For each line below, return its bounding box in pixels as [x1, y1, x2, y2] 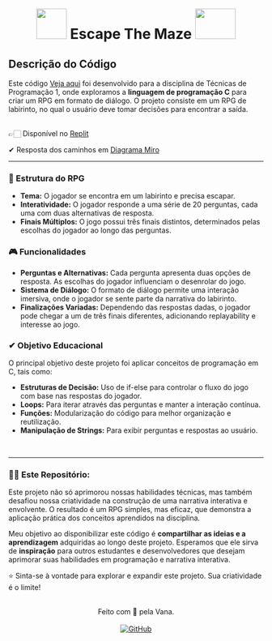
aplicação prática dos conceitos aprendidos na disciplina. [8, 513, 201, 523]
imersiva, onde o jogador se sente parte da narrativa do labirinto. [19, 293, 237, 303]
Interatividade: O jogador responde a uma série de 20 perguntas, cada [19, 199, 258, 210]
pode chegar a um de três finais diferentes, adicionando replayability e [19, 310, 257, 320]
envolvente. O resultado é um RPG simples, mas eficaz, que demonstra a [8, 505, 252, 515]
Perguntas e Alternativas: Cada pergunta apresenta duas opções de [19, 267, 251, 277]
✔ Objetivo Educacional [8, 340, 104, 351]
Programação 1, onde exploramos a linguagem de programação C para [8, 88, 247, 96]
